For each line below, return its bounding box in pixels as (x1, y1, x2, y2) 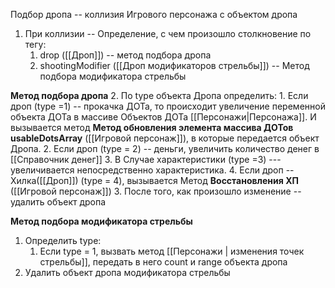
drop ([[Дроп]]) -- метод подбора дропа (39, 49, 212, 61)
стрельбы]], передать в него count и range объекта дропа (39, 256, 288, 268)
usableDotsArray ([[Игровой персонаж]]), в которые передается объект (10, 132, 320, 144)
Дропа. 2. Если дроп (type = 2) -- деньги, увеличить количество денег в (10, 143, 320, 154)
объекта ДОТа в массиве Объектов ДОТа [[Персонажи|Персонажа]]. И (10, 111, 317, 123)
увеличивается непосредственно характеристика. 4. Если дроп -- (10, 164, 295, 176)
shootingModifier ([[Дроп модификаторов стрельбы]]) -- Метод (39, 60, 310, 71)
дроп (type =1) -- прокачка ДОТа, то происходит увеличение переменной (10, 100, 326, 112)
